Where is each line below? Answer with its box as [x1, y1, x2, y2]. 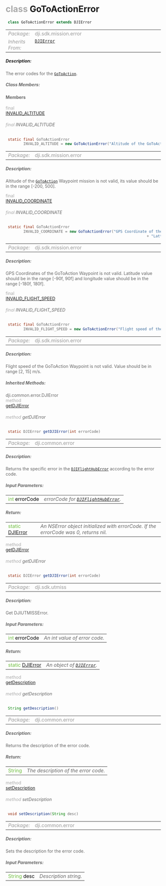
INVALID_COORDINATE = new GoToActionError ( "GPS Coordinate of [23, 229, 154, 234]
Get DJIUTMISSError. [5, 610, 49, 616]
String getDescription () [7, 706, 59, 711]
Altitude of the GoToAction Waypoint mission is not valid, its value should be [5, 178, 159, 184]
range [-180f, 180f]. [5, 281, 45, 287]
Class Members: [5, 82, 40, 88]
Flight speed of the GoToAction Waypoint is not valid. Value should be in [5, 363, 152, 369]
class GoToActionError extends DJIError [7, 20, 92, 25]
